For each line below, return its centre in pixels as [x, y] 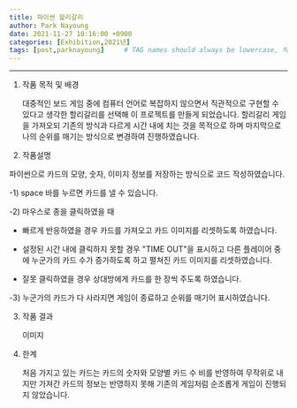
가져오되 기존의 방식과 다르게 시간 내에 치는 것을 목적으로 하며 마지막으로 [156, 125]
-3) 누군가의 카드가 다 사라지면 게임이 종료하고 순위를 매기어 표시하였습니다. [140, 298]
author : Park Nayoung [49, 26]
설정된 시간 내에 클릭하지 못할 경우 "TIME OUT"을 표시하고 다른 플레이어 [147, 249]
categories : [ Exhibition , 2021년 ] [70, 42]
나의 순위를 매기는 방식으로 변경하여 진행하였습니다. [110, 137]
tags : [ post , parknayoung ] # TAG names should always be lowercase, [144, 50]
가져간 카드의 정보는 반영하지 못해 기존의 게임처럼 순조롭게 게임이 [151, 384]
